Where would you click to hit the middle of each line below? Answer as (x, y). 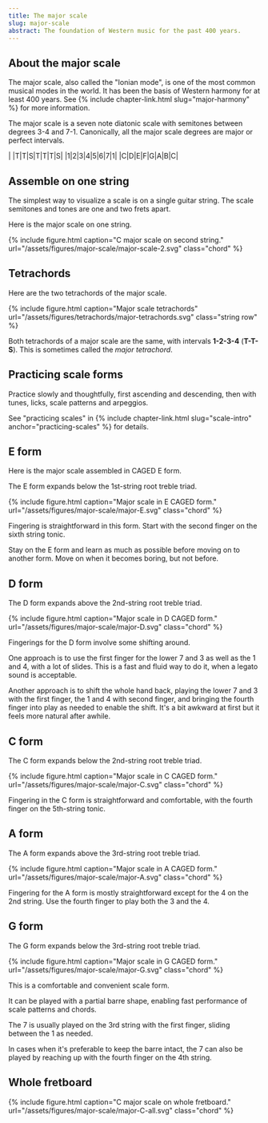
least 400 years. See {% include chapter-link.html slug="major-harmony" (129, 99)
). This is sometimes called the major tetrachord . (93, 349)
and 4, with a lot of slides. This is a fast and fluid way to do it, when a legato (133, 666)
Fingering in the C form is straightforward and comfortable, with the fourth (131, 800)
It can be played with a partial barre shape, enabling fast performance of (128, 1000)
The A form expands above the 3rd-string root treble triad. (104, 853)
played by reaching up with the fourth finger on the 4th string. (110, 1057)
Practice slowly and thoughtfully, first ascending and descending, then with (132, 394)
